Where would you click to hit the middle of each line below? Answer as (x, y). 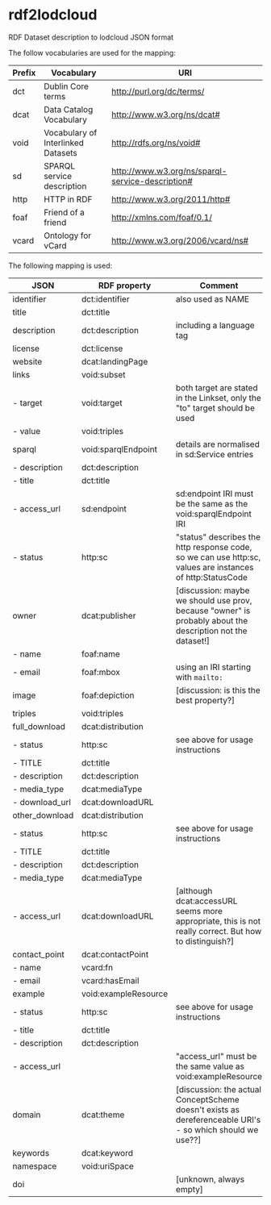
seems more (200, 911)
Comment (219, 286)
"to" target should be (216, 407)
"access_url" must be (217, 1056)
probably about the (212, 620)
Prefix (24, 73)
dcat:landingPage (115, 361)
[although (194, 890)
